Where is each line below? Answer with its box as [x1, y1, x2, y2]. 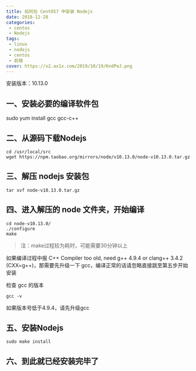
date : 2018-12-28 [6, 14, 49, 20]
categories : [6, 19, 35, 25]
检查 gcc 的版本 [6, 281, 44, 288]
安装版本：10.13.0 [6, 80, 48, 87]
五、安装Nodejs [6, 323, 64, 333]
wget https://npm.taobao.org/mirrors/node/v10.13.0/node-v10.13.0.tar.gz [6, 154, 191, 160]
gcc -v [6, 293, 22, 299]
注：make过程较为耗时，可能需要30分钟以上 [20, 241, 128, 249]
